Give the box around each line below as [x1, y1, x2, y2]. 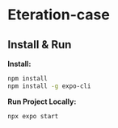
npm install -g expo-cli [7, 82, 91, 90]
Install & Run [7, 38, 72, 52]
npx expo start [7, 112, 59, 120]
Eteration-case [7, 6, 110, 24]
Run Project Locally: [7, 97, 77, 106]
